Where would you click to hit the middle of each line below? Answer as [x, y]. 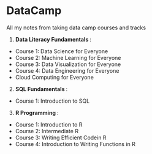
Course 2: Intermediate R [47, 131]
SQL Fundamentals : [41, 89]
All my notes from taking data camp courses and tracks [76, 28]
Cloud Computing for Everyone [54, 77]
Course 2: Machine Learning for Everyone [68, 57]
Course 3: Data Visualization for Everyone [68, 64]
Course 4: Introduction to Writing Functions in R [75, 144]
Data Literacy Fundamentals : [53, 39]
